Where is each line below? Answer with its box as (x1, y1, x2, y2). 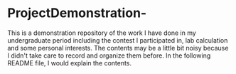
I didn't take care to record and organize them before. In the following (7, 51, 211, 60)
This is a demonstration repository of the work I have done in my (7, 28, 197, 37)
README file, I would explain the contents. (7, 58, 132, 67)
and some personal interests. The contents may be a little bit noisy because (7, 43, 229, 52)
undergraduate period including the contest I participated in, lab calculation (7, 36, 228, 44)
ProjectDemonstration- (7, 5, 147, 21)
